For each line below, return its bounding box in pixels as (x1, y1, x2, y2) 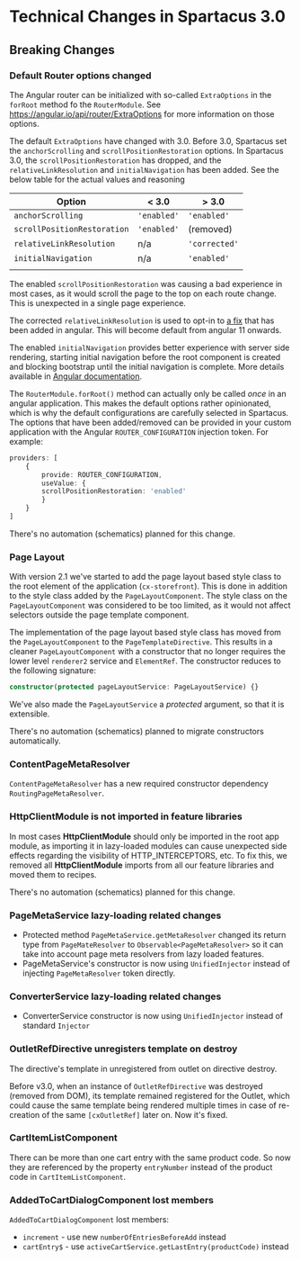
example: (9, 436, 43, 446)
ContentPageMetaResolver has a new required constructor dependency (9, 779, 269, 789)
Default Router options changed (9, 69, 152, 82)
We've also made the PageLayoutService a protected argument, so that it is (9, 699, 285, 710)
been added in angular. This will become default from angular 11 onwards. (9, 324, 282, 335)
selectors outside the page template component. (9, 609, 190, 620)
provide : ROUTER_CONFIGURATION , (41, 470, 163, 479)
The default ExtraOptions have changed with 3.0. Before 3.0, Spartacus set (9, 135, 287, 146)
